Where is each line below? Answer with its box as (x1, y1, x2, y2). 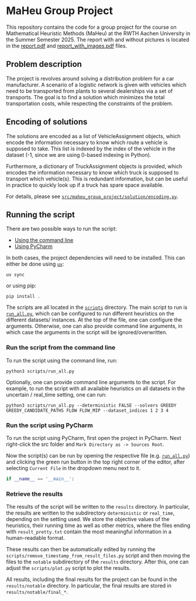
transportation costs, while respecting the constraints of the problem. (6, 100, 174, 107)
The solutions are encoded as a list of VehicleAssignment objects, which (6, 132, 181, 139)
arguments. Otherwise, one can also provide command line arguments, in (6, 323, 183, 330)
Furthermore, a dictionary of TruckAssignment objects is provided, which (6, 163, 183, 170)
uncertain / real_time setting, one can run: (6, 391, 107, 398)
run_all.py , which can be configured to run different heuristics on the (6, 310, 174, 317)
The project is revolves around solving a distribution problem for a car (6, 75, 174, 82)
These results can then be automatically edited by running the (6, 546, 156, 553)
